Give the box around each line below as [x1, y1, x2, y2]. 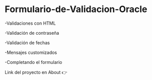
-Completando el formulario [5, 59, 62, 65]
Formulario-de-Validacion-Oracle [5, 4, 147, 15]
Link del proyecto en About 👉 [5, 69, 67, 75]
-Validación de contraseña [5, 30, 59, 36]
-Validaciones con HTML [5, 20, 56, 26]
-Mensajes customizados [5, 49, 57, 55]
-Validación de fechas [5, 39, 50, 46]
